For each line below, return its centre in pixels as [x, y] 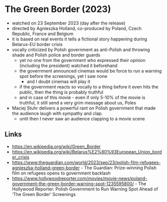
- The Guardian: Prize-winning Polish [119, 167]
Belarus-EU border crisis [37, 44]
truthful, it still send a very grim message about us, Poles [78, 102]
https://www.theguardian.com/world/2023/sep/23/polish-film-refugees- [86, 162]
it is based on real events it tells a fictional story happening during [80, 39]
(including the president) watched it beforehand [68, 65]
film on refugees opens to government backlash [61, 173]
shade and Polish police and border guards [56, 55]
